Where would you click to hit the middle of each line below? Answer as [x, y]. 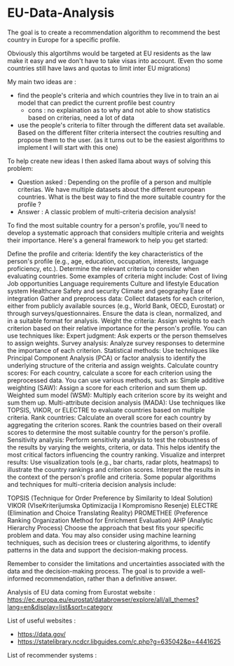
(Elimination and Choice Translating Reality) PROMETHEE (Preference [108, 513]
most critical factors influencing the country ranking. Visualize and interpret [116, 455]
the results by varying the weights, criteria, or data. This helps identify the [114, 447]
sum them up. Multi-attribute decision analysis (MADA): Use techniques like [116, 402]
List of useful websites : [42, 620]
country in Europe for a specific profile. [64, 39]
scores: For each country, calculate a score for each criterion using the [110, 373]
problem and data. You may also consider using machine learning [102, 535]
